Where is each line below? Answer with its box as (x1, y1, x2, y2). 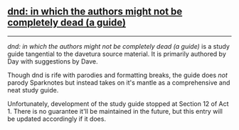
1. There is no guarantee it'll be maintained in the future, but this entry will (7, 107, 223, 115)
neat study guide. (7, 85, 59, 94)
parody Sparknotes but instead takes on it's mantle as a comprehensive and (7, 78, 230, 87)
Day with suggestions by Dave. (7, 57, 98, 66)
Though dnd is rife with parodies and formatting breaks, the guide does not (7, 71, 228, 79)
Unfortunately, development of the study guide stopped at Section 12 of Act (7, 99, 229, 108)
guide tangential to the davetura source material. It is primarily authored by (7, 49, 226, 58)
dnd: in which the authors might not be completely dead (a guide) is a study (7, 42, 230, 50)
